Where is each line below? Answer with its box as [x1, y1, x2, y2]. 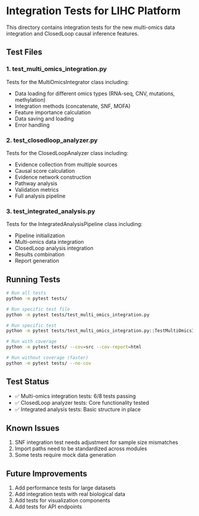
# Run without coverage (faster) [6, 355, 89, 361]
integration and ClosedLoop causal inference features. [6, 30, 139, 37]
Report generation [14, 257, 59, 265]
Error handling [14, 121, 50, 128]
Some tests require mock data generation [14, 451, 116, 459]
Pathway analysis [14, 179, 57, 187]
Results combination [14, 251, 65, 258]
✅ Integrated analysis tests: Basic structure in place [14, 405, 141, 412]
